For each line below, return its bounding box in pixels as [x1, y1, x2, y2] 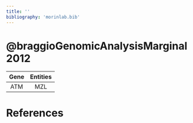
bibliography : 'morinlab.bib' [6, 14, 81, 20]
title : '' [6, 8, 31, 15]
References [6, 106, 64, 119]
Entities [30, 73, 52, 81]
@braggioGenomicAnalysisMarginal [6, 39, 188, 53]
